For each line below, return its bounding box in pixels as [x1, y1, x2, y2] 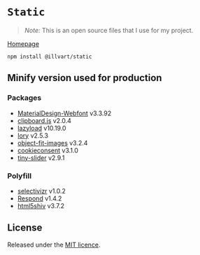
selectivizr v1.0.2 [17, 187, 66, 195]
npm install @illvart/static [7, 53, 92, 60]
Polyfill [7, 170, 32, 180]
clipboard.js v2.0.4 [17, 116, 72, 124]
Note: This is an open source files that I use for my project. [24, 26, 194, 34]
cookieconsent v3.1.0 [17, 146, 79, 154]
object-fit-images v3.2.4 [17, 138, 88, 147]
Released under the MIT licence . [7, 240, 101, 249]
